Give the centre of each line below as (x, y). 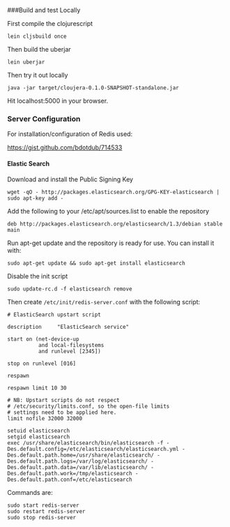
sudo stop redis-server (42, 517)
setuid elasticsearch (39, 431)
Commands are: (30, 492)
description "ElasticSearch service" (68, 327)
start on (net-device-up (43, 339)
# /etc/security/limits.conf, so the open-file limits (89, 406)
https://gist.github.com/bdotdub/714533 (65, 148)
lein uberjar (26, 62)
